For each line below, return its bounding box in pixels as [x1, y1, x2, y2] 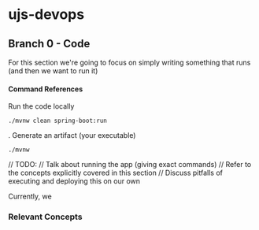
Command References [8, 84, 83, 94]
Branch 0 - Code [8, 37, 91, 50]
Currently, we [8, 191, 53, 202]
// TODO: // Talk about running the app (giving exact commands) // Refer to [8, 160, 252, 169]
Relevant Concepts [8, 211, 83, 222]
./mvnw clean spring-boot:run [8, 117, 108, 125]
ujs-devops [8, 6, 85, 24]
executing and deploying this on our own [8, 176, 140, 186]
